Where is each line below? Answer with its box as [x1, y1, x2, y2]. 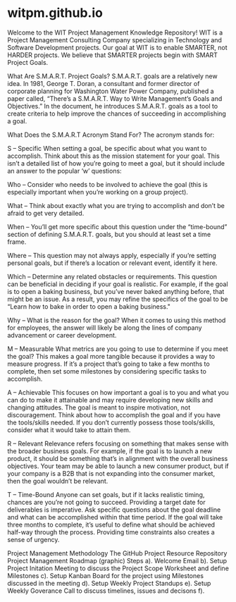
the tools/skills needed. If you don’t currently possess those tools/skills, [7, 418, 216, 426]
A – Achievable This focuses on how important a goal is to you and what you [7, 388, 229, 396]
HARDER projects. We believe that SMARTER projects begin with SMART [7, 51, 218, 59]
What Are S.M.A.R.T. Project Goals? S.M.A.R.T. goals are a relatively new [7, 72, 218, 80]
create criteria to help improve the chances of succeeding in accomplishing [7, 109, 227, 118]
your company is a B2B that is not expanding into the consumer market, [7, 469, 216, 477]
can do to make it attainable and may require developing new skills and [7, 395, 213, 404]
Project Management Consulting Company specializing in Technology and [7, 35, 222, 44]
